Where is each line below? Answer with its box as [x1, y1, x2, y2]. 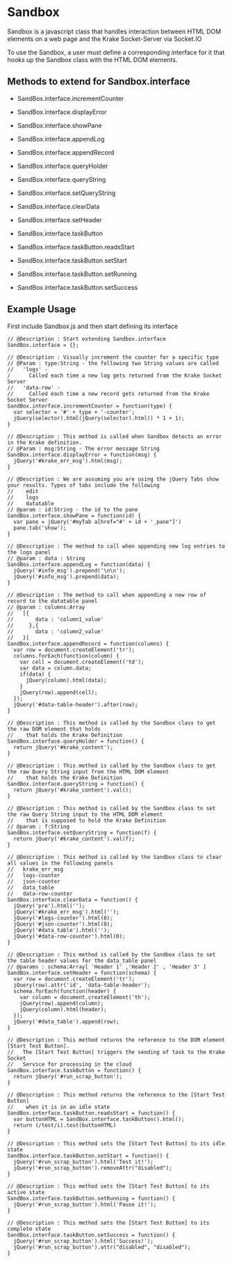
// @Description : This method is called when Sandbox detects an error [7, 433, 222, 440]
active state [7, 1188, 45, 1195]
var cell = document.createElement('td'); [19, 658, 144, 665]
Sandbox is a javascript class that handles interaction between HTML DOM [7, 27, 222, 36]
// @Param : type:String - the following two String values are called [7, 359, 219, 366]
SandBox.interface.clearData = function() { [7, 896, 138, 903]
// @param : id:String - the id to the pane [7, 506, 138, 513]
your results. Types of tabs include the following [7, 481, 160, 488]
